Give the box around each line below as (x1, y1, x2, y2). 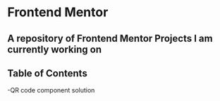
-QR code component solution (7, 86, 95, 95)
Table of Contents (7, 67, 88, 79)
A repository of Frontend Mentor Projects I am (7, 32, 213, 44)
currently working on (7, 43, 102, 55)
